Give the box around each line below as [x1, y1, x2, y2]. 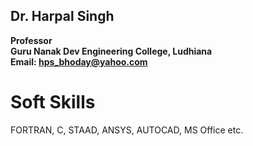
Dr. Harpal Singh [10, 8, 115, 25]
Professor [10, 34, 53, 46]
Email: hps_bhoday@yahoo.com [10, 55, 148, 68]
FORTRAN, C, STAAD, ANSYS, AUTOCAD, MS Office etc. [10, 124, 244, 136]
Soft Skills [10, 91, 96, 113]
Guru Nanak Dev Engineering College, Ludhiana [10, 45, 213, 57]
